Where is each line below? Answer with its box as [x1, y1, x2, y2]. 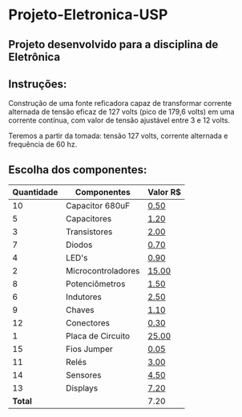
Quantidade [12, 187, 58, 198]
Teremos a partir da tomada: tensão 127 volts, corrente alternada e [8, 131, 228, 141]
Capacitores [65, 213, 112, 225]
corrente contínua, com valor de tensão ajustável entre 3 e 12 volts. [8, 115, 231, 125]
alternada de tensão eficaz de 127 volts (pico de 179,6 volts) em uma [8, 107, 235, 117]
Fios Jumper [65, 343, 114, 354]
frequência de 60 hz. [8, 140, 78, 149]
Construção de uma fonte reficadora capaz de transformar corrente [8, 99, 232, 108]
